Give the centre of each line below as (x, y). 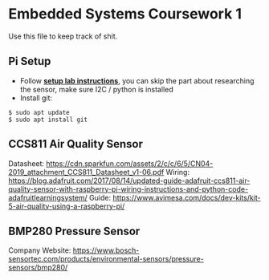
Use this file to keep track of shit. (63, 36)
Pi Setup (30, 61)
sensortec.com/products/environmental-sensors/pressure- (106, 259)
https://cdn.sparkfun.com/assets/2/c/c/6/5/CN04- (130, 163)
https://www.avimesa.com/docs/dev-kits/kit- (186, 197)
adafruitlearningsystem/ (48, 197)
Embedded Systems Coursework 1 (125, 14)
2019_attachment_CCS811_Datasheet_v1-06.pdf (86, 172)
